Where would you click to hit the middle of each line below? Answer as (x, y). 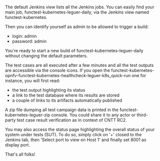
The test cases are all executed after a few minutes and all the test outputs (80, 65)
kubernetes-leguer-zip (28, 115)
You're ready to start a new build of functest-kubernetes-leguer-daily (74, 51)
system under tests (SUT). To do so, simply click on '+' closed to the (73, 135)
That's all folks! (20, 154)
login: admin (24, 36)
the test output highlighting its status (49, 90)
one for (139, 75)
